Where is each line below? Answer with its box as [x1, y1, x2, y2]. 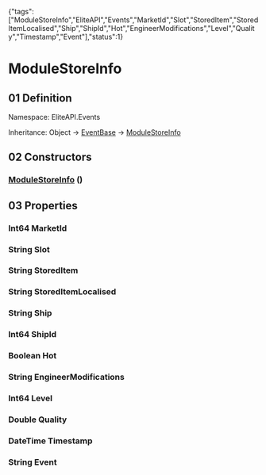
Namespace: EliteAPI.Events [8, 113, 101, 121]
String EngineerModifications [8, 372, 125, 383]
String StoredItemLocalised [8, 286, 117, 297]
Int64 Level [8, 393, 53, 404]
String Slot [8, 243, 50, 255]
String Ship [8, 308, 52, 319]
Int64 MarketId [8, 222, 67, 233]
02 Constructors [8, 151, 92, 164]
